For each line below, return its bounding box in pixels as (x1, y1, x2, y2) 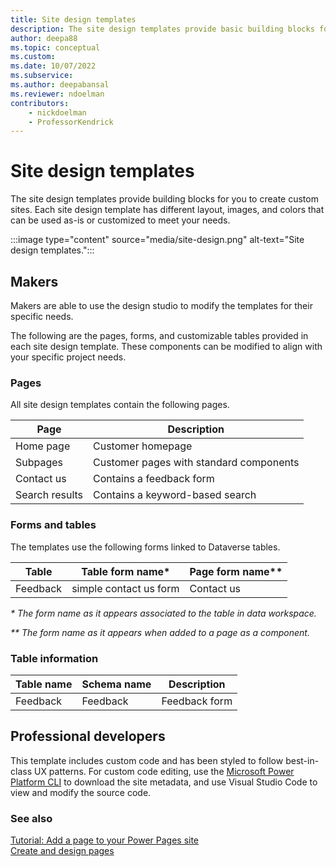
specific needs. (10, 311, 74, 322)
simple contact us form (71, 581, 180, 595)
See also (10, 811, 53, 825)
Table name (15, 677, 73, 691)
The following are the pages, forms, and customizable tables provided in (10, 330, 309, 341)
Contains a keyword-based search (93, 488, 257, 502)
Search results (15, 488, 84, 502)
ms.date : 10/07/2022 (10, 61, 97, 71)
